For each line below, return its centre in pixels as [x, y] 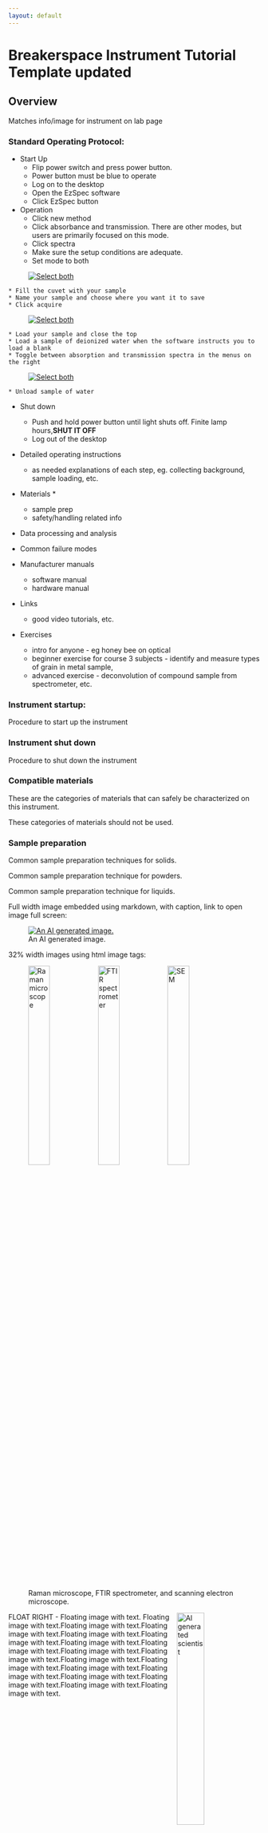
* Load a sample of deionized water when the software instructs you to [132, 341]
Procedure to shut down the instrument [73, 760]
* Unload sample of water [51, 391]
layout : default [35, 16]
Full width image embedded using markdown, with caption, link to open [126, 907]
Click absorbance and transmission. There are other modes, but [136, 226]
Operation [36, 209]
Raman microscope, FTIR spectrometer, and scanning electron [131, 1593]
